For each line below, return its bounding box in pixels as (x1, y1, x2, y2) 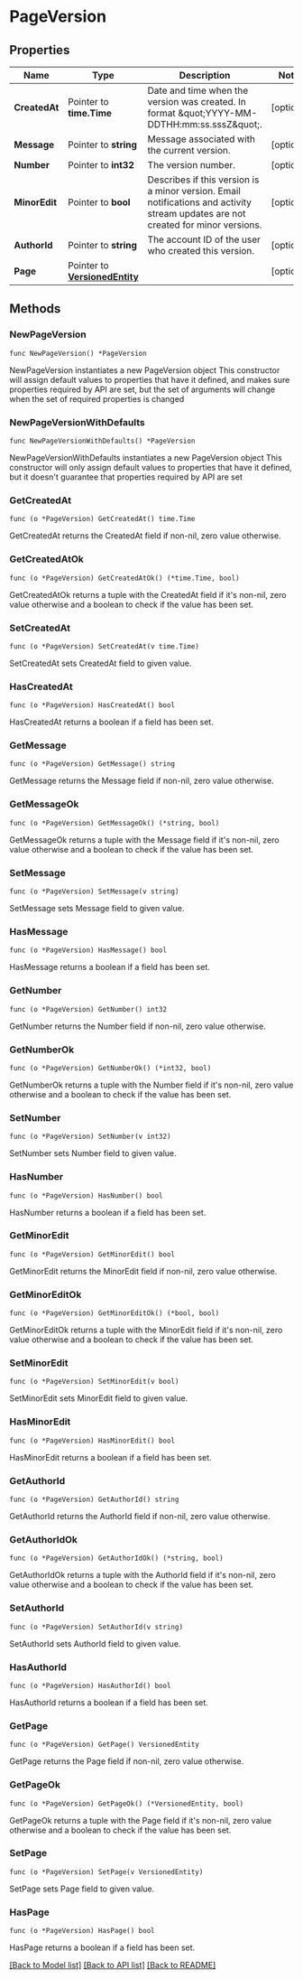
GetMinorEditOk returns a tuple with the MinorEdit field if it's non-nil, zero (9, 1325, 283, 1336)
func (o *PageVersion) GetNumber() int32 (9, 1004, 168, 1013)
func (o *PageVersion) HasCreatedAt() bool (9, 701, 176, 710)
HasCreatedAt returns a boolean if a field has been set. (9, 716, 214, 728)
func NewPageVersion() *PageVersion (9, 349, 147, 358)
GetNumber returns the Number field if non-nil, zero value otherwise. (9, 1021, 266, 1032)
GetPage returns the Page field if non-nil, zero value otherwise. (9, 1756, 244, 1767)
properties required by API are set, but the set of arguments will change (9, 384, 276, 395)
